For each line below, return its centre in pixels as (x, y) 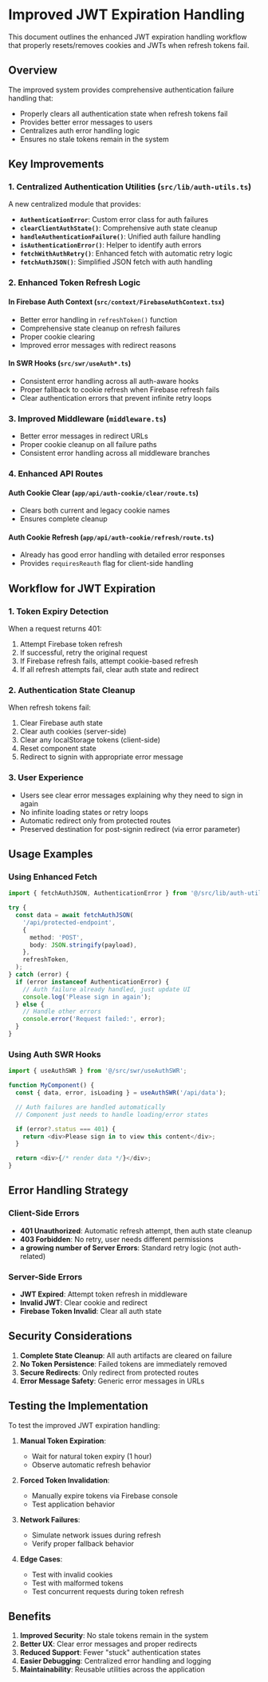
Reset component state (58, 749)
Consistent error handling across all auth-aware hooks (109, 381)
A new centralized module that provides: (75, 204)
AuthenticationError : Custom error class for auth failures (114, 220)
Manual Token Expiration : (63, 1441)
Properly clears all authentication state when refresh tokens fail (124, 113)
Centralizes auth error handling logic (80, 130)
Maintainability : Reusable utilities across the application (112, 1669)
